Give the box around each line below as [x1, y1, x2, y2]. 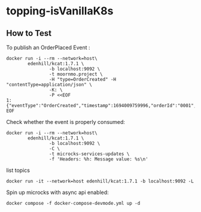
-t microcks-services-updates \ [48, 151, 130, 157]
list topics [6, 166, 30, 174]
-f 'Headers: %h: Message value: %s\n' [48, 156, 148, 162]
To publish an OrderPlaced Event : [6, 44, 90, 51]
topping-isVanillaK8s [6, 4, 114, 18]
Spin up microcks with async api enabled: [6, 189, 109, 196]
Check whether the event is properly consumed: [6, 119, 126, 125]
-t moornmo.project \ [48, 71, 103, 77]
